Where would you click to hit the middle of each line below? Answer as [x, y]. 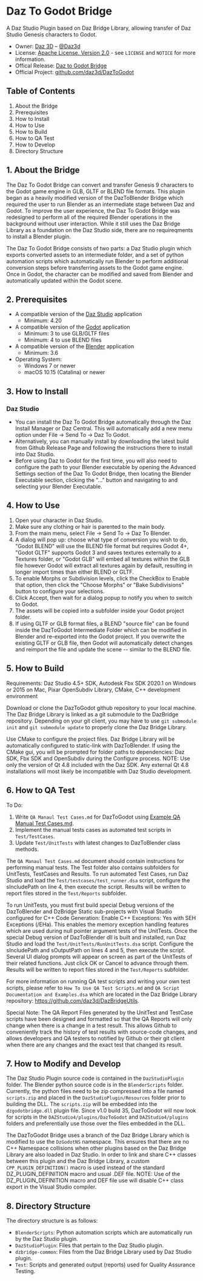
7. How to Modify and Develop [64, 1064]
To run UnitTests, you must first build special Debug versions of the [90, 905]
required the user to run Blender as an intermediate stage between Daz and [101, 204]
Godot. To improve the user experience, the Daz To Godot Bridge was [93, 210]
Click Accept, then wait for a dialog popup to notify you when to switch [104, 597]
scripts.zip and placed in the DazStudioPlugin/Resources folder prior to [96, 1097]
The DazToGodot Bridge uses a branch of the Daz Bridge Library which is [98, 1135]
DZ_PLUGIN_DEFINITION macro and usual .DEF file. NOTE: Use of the [93, 1174]
